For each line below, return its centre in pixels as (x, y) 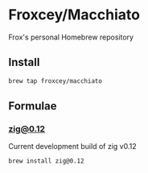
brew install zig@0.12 (46, 161)
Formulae (33, 106)
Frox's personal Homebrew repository (71, 37)
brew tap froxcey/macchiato (55, 81)
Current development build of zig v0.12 (72, 146)
